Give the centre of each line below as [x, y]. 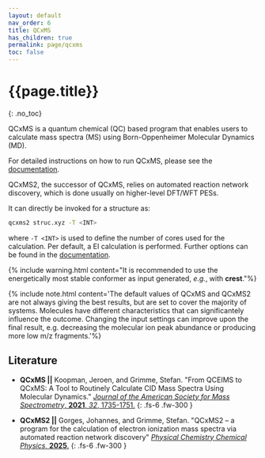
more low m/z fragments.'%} [55, 335]
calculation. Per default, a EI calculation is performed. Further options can [128, 246]
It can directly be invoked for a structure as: [79, 208]
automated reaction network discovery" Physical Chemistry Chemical [133, 437]
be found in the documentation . [59, 255]
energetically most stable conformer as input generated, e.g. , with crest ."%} [132, 278]
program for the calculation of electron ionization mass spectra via [128, 429]
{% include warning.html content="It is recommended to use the [113, 270]
